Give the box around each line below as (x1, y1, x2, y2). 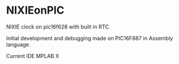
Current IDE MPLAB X (6, 52, 59, 59)
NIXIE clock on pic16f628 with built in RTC (6, 23, 109, 30)
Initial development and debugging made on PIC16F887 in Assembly (6, 34, 174, 41)
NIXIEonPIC (6, 4, 65, 17)
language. (6, 41, 31, 48)
